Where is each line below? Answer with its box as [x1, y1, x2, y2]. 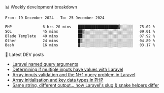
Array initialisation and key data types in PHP [12, 77, 103, 83]
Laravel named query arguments [12, 61, 79, 67]
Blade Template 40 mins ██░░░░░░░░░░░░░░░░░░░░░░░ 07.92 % [5, 34, 155, 39]
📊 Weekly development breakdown [5, 4, 77, 10]
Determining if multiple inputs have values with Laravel [12, 66, 124, 73]
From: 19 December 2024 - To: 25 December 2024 [5, 15, 105, 20]
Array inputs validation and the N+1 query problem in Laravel [12, 72, 135, 78]
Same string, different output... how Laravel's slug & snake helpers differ [12, 82, 159, 88]
